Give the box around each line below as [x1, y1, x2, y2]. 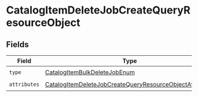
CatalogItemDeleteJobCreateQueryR [6, 4, 190, 17]
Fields [6, 39, 29, 49]
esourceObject [6, 16, 81, 29]
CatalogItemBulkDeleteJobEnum [45, 68, 136, 76]
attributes [9, 81, 39, 88]
